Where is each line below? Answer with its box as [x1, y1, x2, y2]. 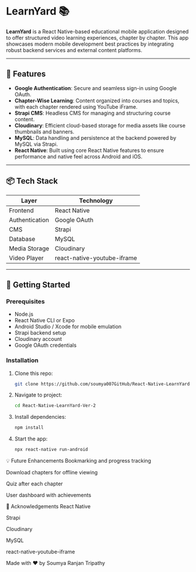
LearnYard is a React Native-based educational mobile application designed [6, 27, 189, 35]
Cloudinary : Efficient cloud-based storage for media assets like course [14, 122, 185, 129]
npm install [14, 425, 44, 430]
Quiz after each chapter [6, 480, 63, 487]
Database [9, 235, 36, 243]
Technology [79, 197, 113, 205]
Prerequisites [6, 297, 45, 305]
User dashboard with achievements [6, 492, 92, 499]
